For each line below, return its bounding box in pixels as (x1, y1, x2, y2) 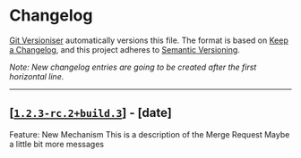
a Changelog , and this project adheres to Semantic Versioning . (9, 44, 240, 54)
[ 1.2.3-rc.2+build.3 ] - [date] (9, 105, 172, 121)
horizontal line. (9, 71, 64, 81)
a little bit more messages (9, 138, 105, 149)
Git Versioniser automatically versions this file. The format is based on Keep (9, 35, 288, 46)
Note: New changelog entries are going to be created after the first (9, 62, 257, 72)
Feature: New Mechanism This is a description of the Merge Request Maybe (9, 129, 290, 139)
